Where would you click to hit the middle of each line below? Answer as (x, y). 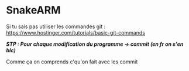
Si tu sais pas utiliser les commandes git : (56, 26)
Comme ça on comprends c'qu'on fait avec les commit (72, 62)
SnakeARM (33, 10)
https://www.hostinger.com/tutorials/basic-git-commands (75, 32)
